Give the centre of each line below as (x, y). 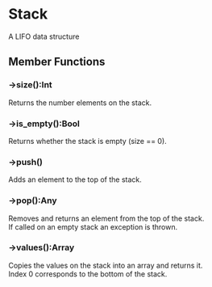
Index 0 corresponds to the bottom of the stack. (88, 274)
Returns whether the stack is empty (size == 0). (87, 141)
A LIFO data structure (44, 36)
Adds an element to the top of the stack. (75, 179)
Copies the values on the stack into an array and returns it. (106, 265)
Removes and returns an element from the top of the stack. (106, 218)
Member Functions (57, 62)
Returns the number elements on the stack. (80, 103)
